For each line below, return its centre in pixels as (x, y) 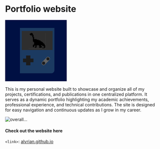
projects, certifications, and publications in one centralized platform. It (76, 94)
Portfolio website (41, 9)
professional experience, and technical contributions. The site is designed (80, 104)
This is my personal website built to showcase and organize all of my (75, 89)
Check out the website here (34, 130)
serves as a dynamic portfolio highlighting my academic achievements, (77, 99)
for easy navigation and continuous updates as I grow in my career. (73, 110)
